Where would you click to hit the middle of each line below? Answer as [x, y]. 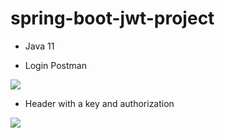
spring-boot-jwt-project [112, 18]
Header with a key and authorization [99, 103]
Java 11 [39, 46]
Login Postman [55, 65]
